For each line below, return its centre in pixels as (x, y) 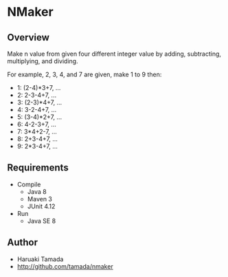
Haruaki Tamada (40, 259)
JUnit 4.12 (41, 206)
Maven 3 (40, 199)
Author (22, 242)
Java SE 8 (42, 221)
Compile (29, 184)
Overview (28, 37)
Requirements (38, 168)
